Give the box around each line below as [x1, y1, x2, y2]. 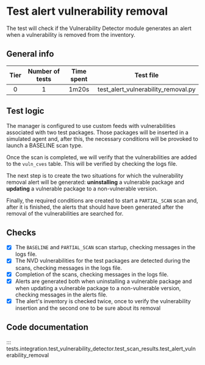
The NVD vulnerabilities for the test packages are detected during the [15, 257, 190, 265]
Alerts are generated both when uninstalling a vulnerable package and [15, 277, 192, 285]
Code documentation [6, 322, 88, 333]
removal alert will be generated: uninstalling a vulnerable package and [6, 178, 185, 186]
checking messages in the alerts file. [15, 291, 108, 298]
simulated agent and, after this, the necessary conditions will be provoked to [6, 135, 198, 142]
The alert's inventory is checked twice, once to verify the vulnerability [15, 297, 191, 304]
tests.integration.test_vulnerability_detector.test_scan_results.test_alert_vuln [6, 345, 196, 352]
